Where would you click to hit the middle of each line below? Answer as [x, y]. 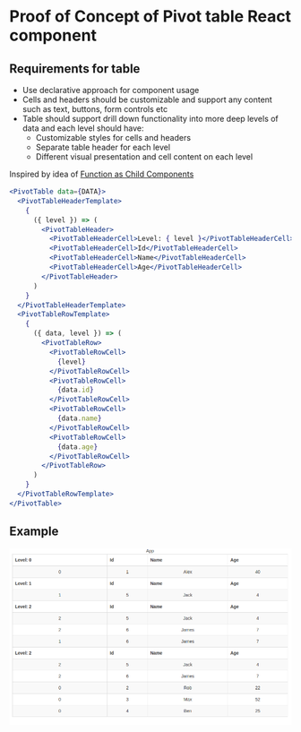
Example [34, 532]
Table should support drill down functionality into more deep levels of [150, 119]
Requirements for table [75, 69]
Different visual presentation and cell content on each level [144, 157]
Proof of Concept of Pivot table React [150, 17]
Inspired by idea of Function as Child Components [102, 174]
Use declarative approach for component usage [111, 90]
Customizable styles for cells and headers [113, 138]
